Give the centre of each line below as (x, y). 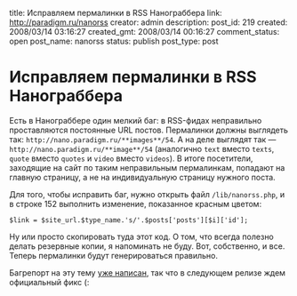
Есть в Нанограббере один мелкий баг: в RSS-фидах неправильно (136, 120)
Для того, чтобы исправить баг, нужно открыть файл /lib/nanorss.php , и (147, 194)
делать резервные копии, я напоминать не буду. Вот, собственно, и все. (147, 246)
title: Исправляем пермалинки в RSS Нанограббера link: (116, 13)
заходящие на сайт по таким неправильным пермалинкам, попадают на (147, 167)
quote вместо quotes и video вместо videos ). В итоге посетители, (131, 158)
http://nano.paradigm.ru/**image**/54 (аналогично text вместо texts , (142, 148)
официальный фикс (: (49, 282)
